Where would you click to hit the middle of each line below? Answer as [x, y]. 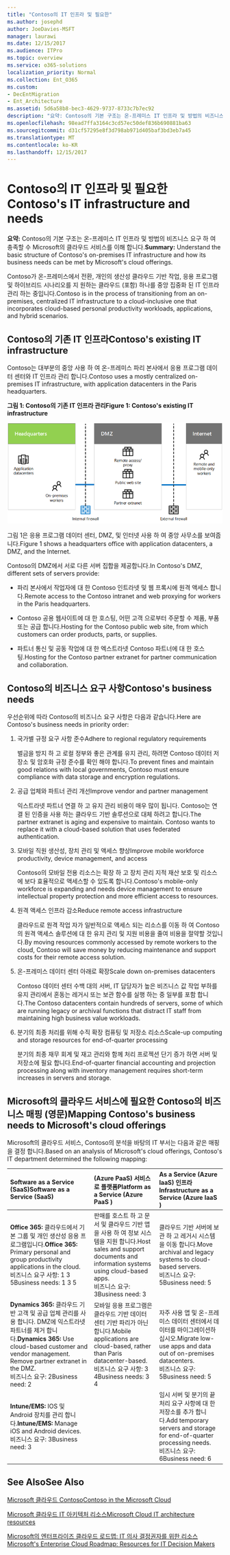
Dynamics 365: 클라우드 [44, 1304]
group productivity [36, 1259]
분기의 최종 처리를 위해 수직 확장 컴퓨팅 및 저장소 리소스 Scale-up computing [119, 1032]
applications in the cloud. [45, 1267]
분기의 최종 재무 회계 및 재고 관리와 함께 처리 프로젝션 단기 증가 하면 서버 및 [117, 1054]
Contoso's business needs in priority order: [68, 725]
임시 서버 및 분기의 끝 [187, 1395]
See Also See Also [46, 1483]
